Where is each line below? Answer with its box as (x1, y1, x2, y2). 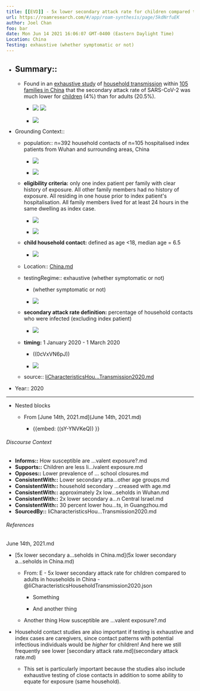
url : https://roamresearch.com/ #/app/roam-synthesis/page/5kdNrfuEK (6, 14, 180, 20)
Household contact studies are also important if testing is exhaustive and (14, 628, 194, 636)
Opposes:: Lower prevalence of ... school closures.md (14, 470, 149, 477)
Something (32, 594, 60, 601)
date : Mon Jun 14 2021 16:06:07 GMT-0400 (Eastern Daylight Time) (6, 31, 174, 37)
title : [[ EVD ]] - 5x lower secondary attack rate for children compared (6, 8, 190, 15)
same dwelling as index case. (23, 205, 96, 212)
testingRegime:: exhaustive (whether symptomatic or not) (23, 274, 165, 281)
